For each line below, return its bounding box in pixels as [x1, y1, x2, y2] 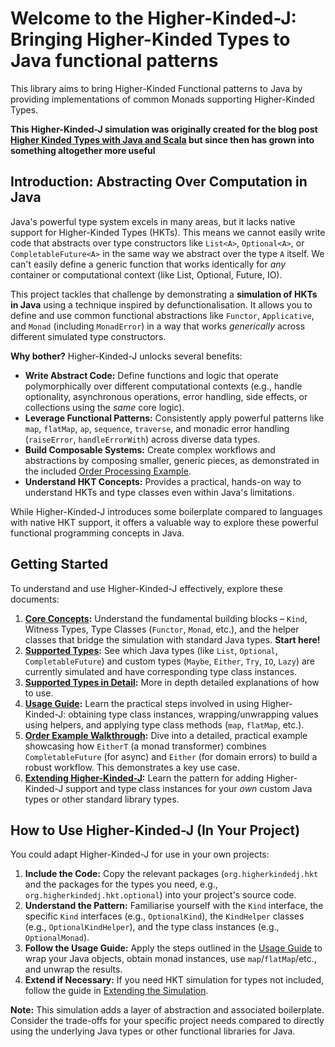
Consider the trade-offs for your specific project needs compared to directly [10, 1015, 325, 1027]
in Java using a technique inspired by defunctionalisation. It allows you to [10, 298, 313, 311]
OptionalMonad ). [24, 932, 90, 944]
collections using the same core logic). [24, 401, 185, 413]
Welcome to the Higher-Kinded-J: [10, 7, 297, 30]
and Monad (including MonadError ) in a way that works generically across [10, 320, 306, 332]
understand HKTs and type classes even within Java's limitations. [24, 486, 295, 498]
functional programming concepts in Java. [10, 527, 185, 539]
